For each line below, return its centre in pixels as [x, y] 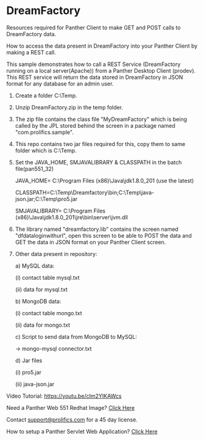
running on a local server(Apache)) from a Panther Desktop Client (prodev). [101, 70]
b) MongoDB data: [38, 301]
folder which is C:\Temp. [46, 150]
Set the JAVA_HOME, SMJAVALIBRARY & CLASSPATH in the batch [98, 162]
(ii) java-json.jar [35, 384]
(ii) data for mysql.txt [41, 289]
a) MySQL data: [35, 266]
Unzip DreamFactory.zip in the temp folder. [69, 107]
